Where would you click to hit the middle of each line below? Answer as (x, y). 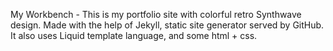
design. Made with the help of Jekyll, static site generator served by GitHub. (167, 25)
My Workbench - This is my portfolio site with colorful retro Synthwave (156, 14)
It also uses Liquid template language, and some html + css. (134, 35)
